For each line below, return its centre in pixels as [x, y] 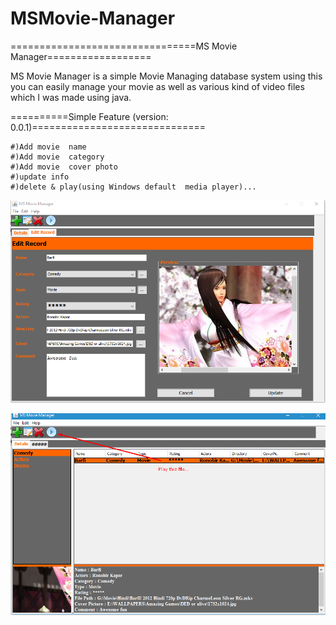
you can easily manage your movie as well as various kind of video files [157, 86]
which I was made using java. [71, 97]
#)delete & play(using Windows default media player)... [133, 187]
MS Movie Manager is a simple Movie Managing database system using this [166, 76]
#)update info [40, 177]
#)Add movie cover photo [64, 167]
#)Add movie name [48, 147]
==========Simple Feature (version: [89, 116]
